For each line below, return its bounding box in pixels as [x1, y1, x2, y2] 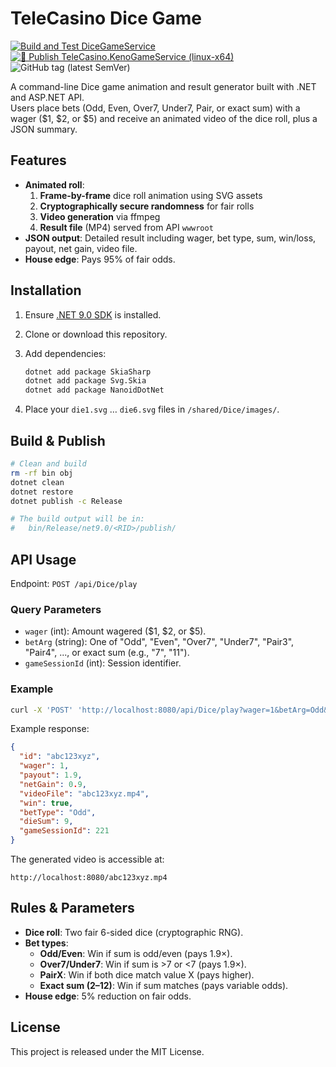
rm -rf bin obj [10, 468, 74, 478]
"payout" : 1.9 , [19, 770, 83, 781]
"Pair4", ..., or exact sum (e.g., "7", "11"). [24, 647, 190, 659]
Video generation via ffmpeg [39, 210, 161, 222]
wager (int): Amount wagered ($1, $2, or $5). [24, 625, 207, 637]
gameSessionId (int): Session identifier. [24, 657, 182, 669]
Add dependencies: [24, 347, 107, 359]
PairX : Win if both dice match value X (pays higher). [39, 968, 255, 981]
